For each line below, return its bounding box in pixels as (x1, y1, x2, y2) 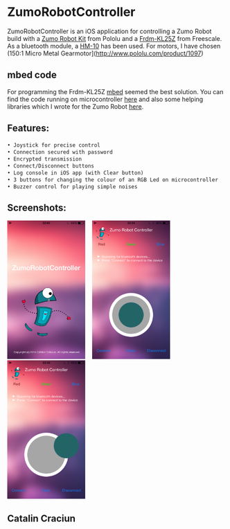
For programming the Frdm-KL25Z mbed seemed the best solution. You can (7, 87, 224, 96)
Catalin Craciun (7, 512, 76, 524)
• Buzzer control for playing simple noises (7, 183, 138, 190)
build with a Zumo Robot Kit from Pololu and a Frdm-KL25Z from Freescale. (7, 34, 222, 42)
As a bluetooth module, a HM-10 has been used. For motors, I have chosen (7, 42, 221, 50)
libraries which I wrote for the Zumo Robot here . (7, 102, 144, 111)
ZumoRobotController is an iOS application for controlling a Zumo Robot (7, 27, 212, 35)
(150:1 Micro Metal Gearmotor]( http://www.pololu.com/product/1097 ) (7, 49, 204, 57)
